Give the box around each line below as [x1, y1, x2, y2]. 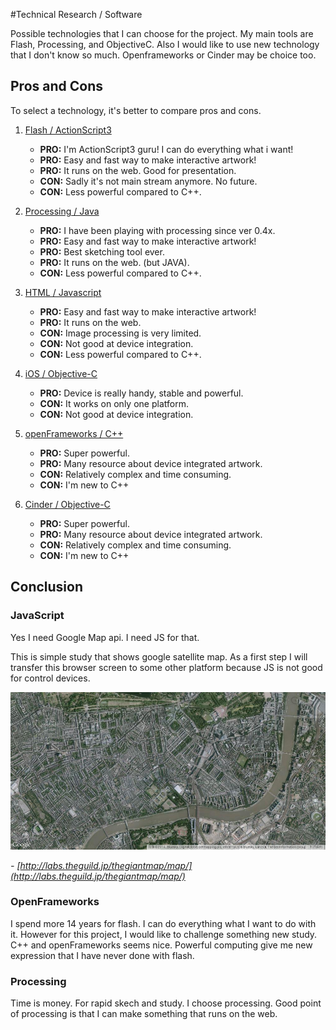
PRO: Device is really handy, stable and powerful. [39, 387, 244, 399]
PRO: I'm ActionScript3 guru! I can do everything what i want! [39, 143, 294, 155]
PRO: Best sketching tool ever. [39, 245, 165, 258]
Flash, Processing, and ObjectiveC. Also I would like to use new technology [10, 39, 320, 50]
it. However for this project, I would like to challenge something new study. [10, 928, 318, 940]
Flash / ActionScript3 [24, 124, 112, 136]
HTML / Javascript [24, 286, 102, 298]
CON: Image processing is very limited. [39, 327, 202, 339]
